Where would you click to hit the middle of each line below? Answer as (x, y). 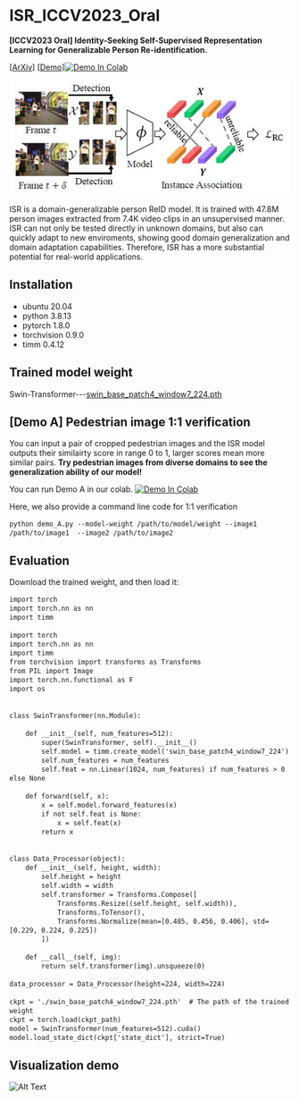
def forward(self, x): (67, 797)
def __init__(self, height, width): (94, 868)
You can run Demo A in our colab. (71, 489)
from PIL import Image (51, 672)
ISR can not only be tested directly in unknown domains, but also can (136, 228)
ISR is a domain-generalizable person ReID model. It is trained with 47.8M (144, 209)
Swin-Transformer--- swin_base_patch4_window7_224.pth (116, 393)
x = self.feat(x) (89, 824)
